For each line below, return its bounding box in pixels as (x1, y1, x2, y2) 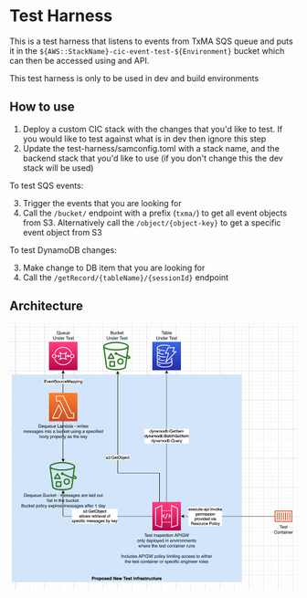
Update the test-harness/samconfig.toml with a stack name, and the (22, 142, 281, 153)
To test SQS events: (9, 180, 84, 191)
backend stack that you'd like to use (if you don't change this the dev (22, 152, 283, 163)
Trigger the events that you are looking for (22, 197, 182, 208)
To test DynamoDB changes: (9, 244, 117, 256)
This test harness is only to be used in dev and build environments (9, 72, 259, 83)
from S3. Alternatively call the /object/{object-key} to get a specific (22, 216, 281, 228)
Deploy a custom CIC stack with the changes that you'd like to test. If (22, 123, 283, 134)
